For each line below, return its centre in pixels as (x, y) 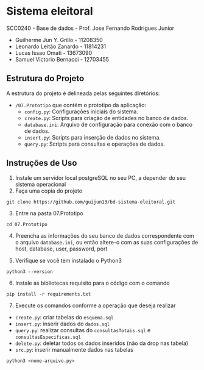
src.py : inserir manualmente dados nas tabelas (74, 349)
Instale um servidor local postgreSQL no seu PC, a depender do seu (100, 177)
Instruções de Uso (42, 163)
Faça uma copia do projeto (49, 191)
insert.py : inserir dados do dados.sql (62, 324)
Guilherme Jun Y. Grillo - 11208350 (59, 40)
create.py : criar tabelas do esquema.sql (64, 317)
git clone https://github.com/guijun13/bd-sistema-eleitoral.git (91, 202)
